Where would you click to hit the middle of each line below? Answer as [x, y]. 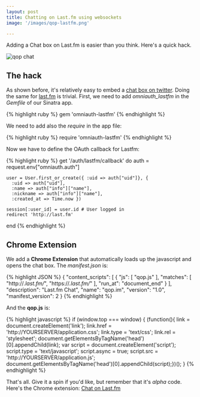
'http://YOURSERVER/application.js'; [51, 357]
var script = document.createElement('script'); [119, 345]
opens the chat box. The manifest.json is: [57, 265]
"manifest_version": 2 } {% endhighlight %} [59, 296]
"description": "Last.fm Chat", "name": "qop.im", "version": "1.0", [86, 290]
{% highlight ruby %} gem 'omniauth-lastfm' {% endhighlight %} [86, 114]
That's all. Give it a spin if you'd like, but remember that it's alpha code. [94, 382]
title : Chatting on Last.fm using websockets [64, 17]
